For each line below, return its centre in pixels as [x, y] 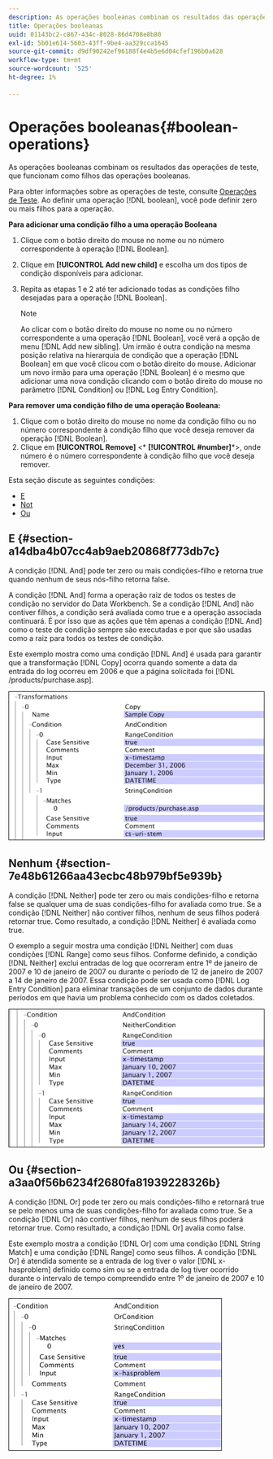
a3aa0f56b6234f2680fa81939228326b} [115, 1182]
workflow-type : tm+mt [45, 60]
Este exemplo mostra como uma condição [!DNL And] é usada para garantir [135, 654]
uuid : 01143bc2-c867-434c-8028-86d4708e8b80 [85, 34]
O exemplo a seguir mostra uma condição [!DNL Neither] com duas [121, 946]
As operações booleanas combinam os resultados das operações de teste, [134, 167]
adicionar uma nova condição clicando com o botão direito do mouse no [141, 381]
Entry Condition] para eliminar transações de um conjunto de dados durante [136, 989]
